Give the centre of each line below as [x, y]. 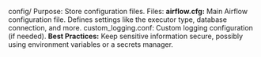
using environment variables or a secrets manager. [91, 45]
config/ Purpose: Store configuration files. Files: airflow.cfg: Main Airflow [128, 11]
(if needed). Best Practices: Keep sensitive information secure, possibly [126, 36]
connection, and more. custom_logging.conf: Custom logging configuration [130, 28]
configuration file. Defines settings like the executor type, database [118, 20]
